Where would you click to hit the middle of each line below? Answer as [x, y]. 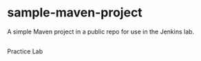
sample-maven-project [75, 13]
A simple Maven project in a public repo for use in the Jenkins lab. [101, 32]
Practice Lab [25, 51]
